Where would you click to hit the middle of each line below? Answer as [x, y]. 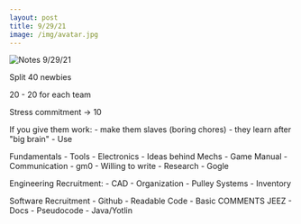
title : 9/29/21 [38, 26]
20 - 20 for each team [50, 94]
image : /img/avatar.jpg [54, 34]
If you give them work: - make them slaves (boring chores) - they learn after [150, 130]
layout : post [34, 18]
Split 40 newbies [41, 77]
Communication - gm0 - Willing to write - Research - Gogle [119, 166]
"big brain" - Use [41, 139]
